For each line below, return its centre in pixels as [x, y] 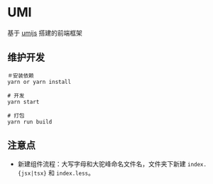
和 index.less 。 [71, 173]
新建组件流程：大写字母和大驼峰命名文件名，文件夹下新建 [102, 163]
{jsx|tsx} [32, 173]
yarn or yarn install [39, 82]
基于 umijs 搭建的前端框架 [45, 33]
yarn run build [30, 121]
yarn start [23, 102]
